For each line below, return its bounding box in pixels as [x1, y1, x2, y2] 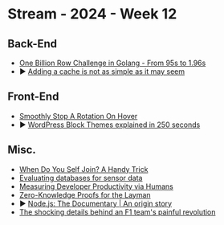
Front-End [7, 90, 59, 104]
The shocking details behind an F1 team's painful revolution [18, 207, 216, 217]
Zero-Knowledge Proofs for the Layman [18, 190, 151, 199]
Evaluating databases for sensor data [18, 173, 143, 182]
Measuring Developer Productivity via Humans [18, 182, 173, 191]
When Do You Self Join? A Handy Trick [18, 164, 149, 174]
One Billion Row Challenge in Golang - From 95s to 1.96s [18, 58, 206, 67]
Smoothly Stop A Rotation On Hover [18, 111, 138, 121]
